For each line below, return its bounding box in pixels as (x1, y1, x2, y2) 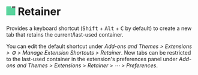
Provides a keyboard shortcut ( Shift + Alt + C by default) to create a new (6, 25, 192, 32)
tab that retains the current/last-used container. (6, 31, 124, 38)
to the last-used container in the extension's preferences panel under (6, 55, 178, 62)
